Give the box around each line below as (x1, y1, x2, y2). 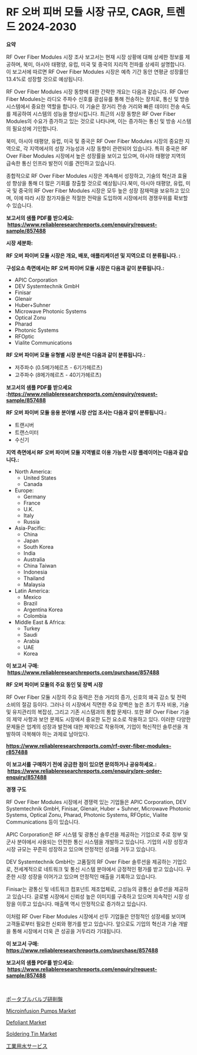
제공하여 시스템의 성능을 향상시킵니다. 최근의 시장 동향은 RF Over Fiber (12, 110, 176, 117)
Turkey (23, 624, 41, 632)
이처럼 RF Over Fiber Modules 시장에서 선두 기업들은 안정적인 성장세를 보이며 (6, 913, 186, 920)
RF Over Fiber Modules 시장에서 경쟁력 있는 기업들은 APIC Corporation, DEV (6, 798, 186, 805)
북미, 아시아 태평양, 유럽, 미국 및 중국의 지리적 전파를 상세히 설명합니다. (23, 60, 186, 68)
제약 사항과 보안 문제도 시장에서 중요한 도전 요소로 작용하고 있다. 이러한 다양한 (12, 715, 191, 722)
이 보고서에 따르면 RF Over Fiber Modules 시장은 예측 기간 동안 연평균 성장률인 (6, 68, 189, 75)
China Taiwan (23, 562, 57, 569)
